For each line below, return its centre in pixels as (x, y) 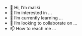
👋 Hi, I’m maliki (25, 8)
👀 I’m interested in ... (31, 13)
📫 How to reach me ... (33, 28)
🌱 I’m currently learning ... (36, 18)
